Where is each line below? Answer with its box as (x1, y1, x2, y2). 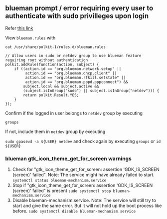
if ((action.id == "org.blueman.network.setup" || (14, 66, 122, 71)
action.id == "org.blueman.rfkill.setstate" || (25, 75, 126, 80)
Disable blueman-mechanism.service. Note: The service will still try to (12, 197, 156, 203)
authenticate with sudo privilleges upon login (5, 12, 149, 20)
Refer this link (5, 25, 33, 31)
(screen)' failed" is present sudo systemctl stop (12, 187, 111, 194)
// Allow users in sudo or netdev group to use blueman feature (5, 53, 142, 58)
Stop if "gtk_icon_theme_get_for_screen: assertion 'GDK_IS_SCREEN (12, 182, 153, 188)
